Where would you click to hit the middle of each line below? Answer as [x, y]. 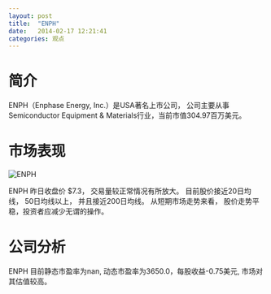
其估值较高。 [30, 282]
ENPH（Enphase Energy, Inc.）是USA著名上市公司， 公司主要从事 [119, 106]
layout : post [31, 16]
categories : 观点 [37, 39]
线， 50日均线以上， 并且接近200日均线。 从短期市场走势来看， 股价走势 [131, 201]
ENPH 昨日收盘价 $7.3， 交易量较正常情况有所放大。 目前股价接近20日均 [130, 191]
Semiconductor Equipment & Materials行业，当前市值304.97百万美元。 [127, 115]
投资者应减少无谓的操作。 [65, 211]
